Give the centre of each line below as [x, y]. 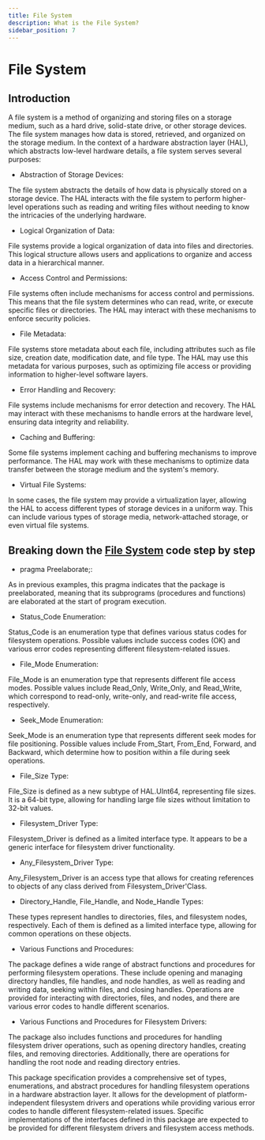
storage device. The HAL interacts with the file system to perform [114, 199]
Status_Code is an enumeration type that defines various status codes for [127, 632]
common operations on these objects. [70, 934]
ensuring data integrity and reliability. [69, 422]
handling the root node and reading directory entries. [94, 1062]
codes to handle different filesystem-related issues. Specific [106, 1112]
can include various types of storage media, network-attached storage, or [128, 517]
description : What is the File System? [74, 23]
